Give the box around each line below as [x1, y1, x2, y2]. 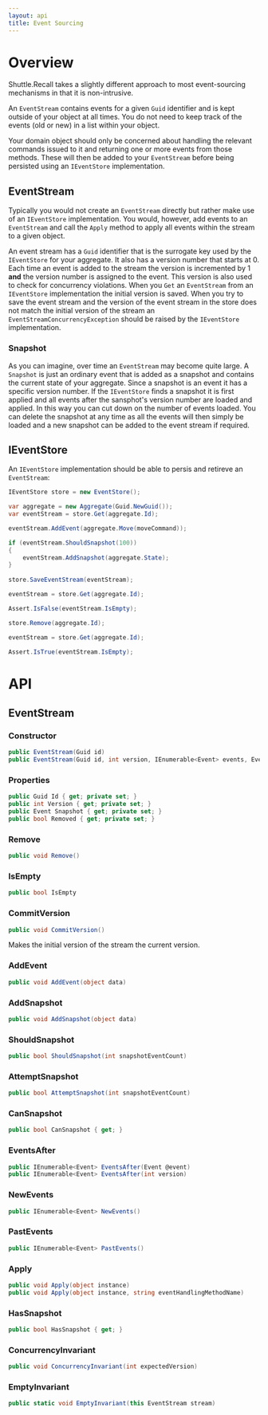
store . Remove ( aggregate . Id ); [8, 619, 105, 627]
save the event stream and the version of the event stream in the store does [8, 297, 258, 307]
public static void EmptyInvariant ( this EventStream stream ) [8, 1400, 216, 1408]
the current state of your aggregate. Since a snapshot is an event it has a [8, 378, 248, 387]
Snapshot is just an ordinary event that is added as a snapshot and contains [8, 369, 255, 379]
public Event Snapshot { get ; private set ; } [8, 808, 162, 816]
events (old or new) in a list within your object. [8, 120, 160, 130]
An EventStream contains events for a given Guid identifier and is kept [8, 104, 235, 113]
